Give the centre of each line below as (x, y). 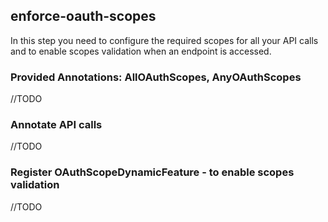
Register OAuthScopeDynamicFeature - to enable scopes (152, 172)
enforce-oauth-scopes (83, 16)
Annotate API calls (56, 125)
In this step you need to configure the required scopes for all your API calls (164, 40)
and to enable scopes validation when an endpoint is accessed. (141, 51)
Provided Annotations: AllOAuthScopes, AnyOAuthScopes (156, 77)
